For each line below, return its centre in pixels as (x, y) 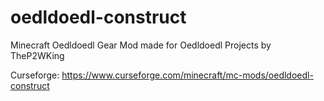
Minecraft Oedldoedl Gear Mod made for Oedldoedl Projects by (141, 45)
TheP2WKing (37, 55)
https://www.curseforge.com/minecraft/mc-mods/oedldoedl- (187, 75)
